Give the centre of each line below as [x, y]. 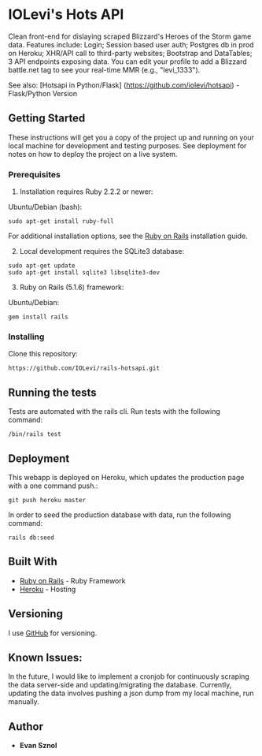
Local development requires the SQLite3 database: [102, 251]
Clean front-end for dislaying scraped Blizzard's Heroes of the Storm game [130, 36]
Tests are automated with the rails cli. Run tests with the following [114, 412]
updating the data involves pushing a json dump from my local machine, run [131, 693]
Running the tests [52, 392]
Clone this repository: [43, 354]
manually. [24, 702]
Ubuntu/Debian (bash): [45, 207]
